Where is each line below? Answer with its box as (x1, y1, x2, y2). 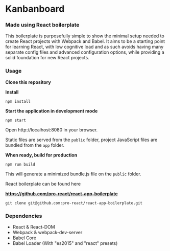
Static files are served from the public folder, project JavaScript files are (5, 136, 158, 143)
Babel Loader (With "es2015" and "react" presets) (12, 240, 118, 246)
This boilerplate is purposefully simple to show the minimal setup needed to (5, 33, 164, 39)
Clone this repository (5, 79, 51, 85)
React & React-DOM (12, 224, 55, 230)
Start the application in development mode (5, 108, 98, 114)
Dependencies (5, 212, 42, 219)
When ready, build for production (5, 152, 78, 158)
